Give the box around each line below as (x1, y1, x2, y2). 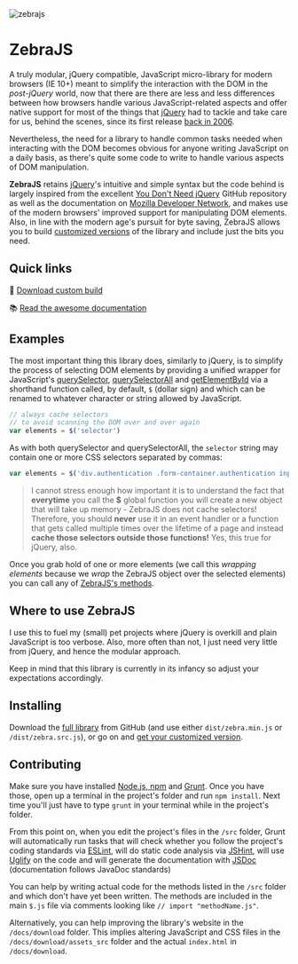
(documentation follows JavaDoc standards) (9, 864, 171, 874)
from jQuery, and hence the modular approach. (9, 645, 182, 656)
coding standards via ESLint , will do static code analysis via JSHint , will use (9, 845, 286, 856)
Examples (9, 332, 65, 347)
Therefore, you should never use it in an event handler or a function (30, 514, 279, 525)
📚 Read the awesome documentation (9, 302, 147, 313)
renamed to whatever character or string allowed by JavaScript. (9, 392, 242, 403)
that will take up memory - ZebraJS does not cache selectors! (30, 504, 257, 515)
